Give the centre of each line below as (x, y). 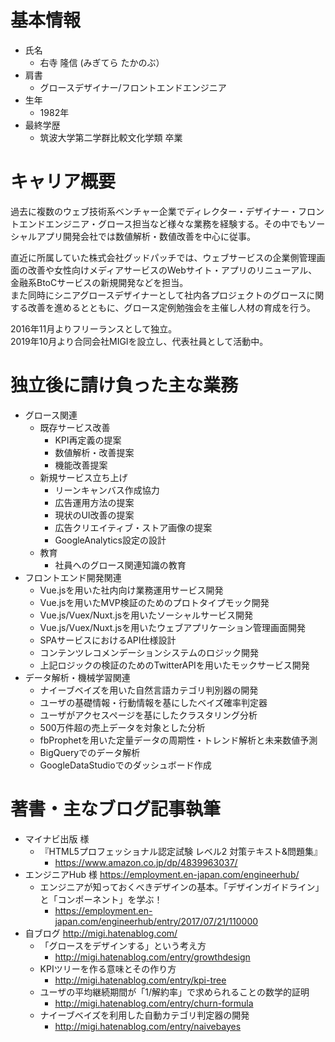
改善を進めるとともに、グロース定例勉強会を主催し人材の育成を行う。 (172, 307)
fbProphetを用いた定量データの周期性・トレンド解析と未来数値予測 (178, 740)
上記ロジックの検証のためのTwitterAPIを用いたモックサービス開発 (174, 665)
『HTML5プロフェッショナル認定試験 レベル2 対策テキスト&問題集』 (181, 851)
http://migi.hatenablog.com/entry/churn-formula (154, 1003)
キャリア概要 (63, 182)
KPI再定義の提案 (88, 440)
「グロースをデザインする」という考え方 (123, 945)
